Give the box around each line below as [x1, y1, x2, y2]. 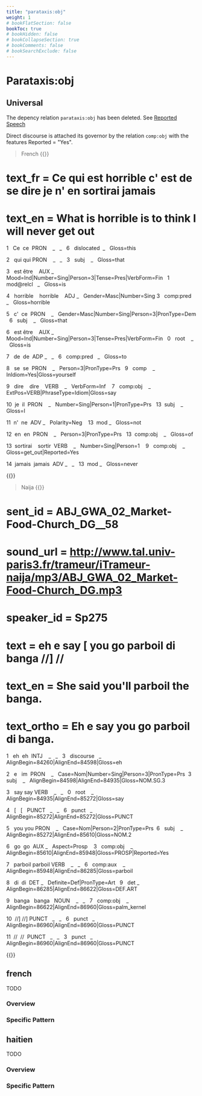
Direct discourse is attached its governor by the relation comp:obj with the [6, 132, 189, 139]
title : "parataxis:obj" [6, 8, 66, 15]
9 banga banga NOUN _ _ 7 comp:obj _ [6, 896, 129, 904]
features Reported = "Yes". [6, 138, 73, 145]
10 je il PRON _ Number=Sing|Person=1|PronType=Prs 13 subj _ [6, 400, 183, 408]
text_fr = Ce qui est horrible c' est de [6, 171, 193, 184]
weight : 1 [6, 14, 31, 20]
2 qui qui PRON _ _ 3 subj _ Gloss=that [6, 256, 125, 263]
